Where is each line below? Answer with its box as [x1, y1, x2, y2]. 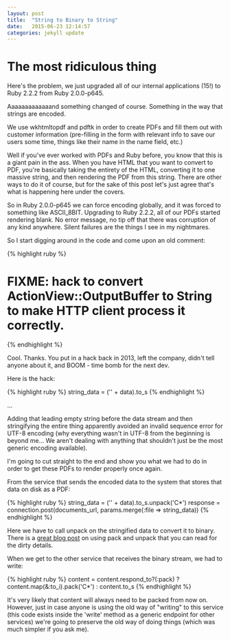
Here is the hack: [7, 375, 56, 383]
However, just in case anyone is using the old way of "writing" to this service [7, 603, 224, 612]
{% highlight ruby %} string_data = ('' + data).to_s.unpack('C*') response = [7, 499, 221, 507]
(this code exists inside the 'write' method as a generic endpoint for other [7, 610, 215, 619]
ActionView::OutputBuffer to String [7, 289, 213, 304]
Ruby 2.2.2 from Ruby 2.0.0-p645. [7, 89, 104, 97]
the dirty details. [7, 541, 54, 550]
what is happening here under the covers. [7, 187, 126, 196]
